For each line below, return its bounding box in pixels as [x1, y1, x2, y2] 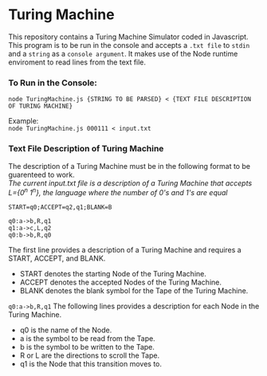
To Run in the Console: [8, 77, 98, 88]
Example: [8, 116, 39, 126]
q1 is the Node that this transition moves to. [19, 359, 162, 369]
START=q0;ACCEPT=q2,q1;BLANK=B [8, 203, 112, 212]
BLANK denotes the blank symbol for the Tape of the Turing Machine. [19, 286, 249, 296]
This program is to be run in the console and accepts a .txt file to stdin [8, 40, 250, 49]
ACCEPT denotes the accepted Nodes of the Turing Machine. [19, 277, 222, 288]
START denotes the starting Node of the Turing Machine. [19, 269, 207, 279]
